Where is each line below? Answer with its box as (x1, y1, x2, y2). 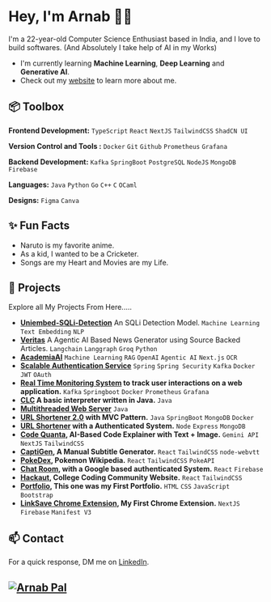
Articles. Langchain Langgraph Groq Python (19, 344, 158, 354)
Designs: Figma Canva (8, 195, 79, 205)
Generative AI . (19, 66, 70, 76)
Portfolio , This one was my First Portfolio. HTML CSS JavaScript (19, 481, 231, 491)
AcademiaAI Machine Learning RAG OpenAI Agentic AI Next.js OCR (19, 352, 238, 362)
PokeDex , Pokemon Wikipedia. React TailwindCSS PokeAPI (19, 456, 215, 465)
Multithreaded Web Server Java (19, 404, 129, 413)
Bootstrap (19, 491, 54, 500)
